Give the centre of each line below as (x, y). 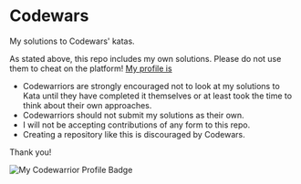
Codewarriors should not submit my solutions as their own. (133, 115)
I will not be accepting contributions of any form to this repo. (136, 125)
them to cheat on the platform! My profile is (91, 68)
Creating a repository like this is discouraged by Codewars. (134, 134)
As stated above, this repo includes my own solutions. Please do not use (145, 58)
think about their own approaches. (87, 105)
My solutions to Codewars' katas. (72, 41)
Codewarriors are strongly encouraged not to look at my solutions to (151, 86)
